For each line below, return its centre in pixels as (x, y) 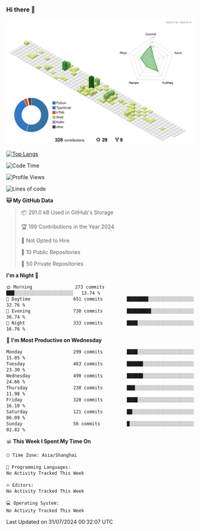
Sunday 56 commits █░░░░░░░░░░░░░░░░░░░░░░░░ (100, 424)
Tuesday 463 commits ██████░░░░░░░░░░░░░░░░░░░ (100, 364)
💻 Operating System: (33, 503)
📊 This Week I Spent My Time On (49, 441)
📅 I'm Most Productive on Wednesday (54, 340)
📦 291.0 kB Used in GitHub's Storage (67, 213)
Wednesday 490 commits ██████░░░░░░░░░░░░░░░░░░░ (100, 376)
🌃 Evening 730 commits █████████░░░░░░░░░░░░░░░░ (100, 311)
